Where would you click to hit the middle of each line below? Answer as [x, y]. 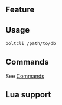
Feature [20, 10]
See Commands [25, 76]
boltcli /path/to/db [31, 44]
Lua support [28, 95]
